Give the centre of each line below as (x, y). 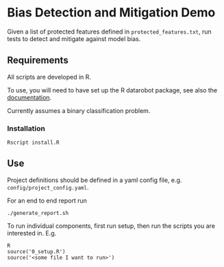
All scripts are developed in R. (49, 77)
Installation (26, 128)
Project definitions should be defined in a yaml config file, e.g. (95, 180)
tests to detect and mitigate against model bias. (74, 38)
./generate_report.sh (38, 213)
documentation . (29, 97)
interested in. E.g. (32, 233)
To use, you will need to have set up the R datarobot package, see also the (112, 90)
